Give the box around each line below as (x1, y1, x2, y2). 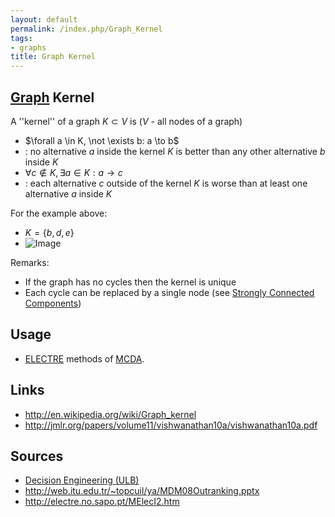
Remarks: (10, 256, 50, 268)
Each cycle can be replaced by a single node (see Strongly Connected (24, 286, 315, 298)
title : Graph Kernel (10, 52, 97, 62)
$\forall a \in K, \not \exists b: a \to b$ (24, 134, 180, 146)
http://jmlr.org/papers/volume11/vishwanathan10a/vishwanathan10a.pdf (24, 419, 318, 431)
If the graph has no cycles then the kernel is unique (24, 276, 237, 288)
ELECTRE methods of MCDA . (24, 352, 145, 365)
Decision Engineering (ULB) (24, 474, 140, 486)
